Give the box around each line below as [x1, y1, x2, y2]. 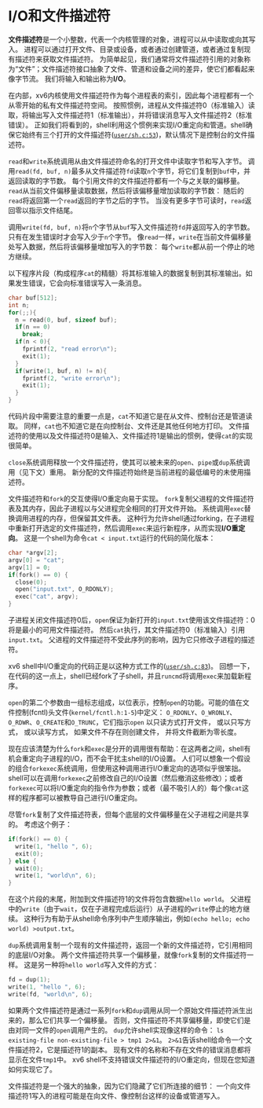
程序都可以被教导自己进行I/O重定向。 [21, 793, 142, 802]
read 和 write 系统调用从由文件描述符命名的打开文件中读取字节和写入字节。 [8, 156, 247, 166]
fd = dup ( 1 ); [8, 976, 51, 984]
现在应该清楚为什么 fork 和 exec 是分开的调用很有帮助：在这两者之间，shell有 [8, 744, 251, 754]
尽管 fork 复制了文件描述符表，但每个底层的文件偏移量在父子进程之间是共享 [8, 810, 250, 820]
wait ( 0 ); [15, 864, 44, 872]
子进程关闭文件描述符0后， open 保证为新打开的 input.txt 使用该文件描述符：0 [8, 615, 255, 625]
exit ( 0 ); [15, 849, 44, 857]
